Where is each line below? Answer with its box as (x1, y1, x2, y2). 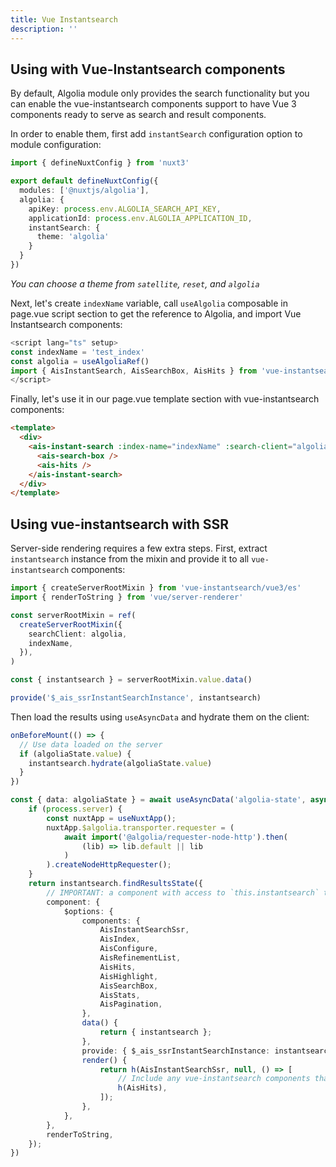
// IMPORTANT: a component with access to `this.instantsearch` (46, 887, 320, 898)
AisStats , (99, 990, 141, 1000)
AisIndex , (99, 934, 141, 945)
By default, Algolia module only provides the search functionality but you (10, 87, 310, 100)
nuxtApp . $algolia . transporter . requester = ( (46, 822, 235, 833)
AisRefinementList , (99, 953, 182, 963)
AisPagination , (99, 999, 163, 1010)
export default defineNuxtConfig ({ (10, 176, 159, 186)
